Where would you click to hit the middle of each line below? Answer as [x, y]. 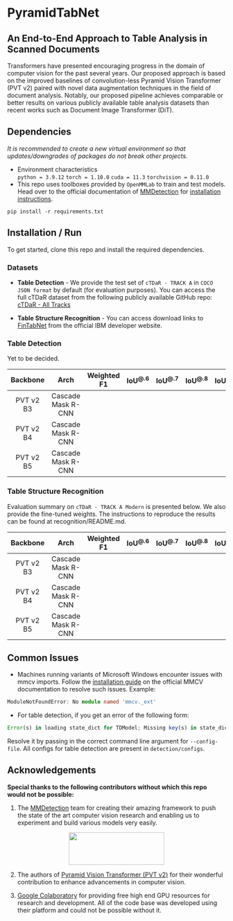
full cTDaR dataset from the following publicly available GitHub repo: [115, 297]
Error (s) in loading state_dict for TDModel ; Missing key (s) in [102, 728]
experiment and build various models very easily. [87, 823]
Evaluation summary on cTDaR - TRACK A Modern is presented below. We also [116, 506]
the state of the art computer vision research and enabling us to [108, 815]
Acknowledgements [52, 770]
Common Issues [43, 658]
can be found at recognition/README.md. [67, 521]
